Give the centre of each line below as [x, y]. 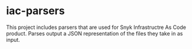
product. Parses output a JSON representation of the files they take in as [95, 33]
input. [13, 40]
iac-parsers [35, 11]
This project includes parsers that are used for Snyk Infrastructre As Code [96, 27]
